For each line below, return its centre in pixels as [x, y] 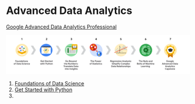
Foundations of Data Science [49, 84]
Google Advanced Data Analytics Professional [61, 27]
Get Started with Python [43, 90]
